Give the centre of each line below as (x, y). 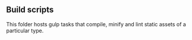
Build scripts (30, 10)
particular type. (25, 30)
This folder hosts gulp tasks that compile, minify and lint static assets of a (96, 24)
